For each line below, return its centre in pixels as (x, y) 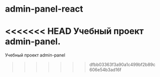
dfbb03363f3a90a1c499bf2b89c (122, 65)
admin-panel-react (44, 9)
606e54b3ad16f (105, 70)
